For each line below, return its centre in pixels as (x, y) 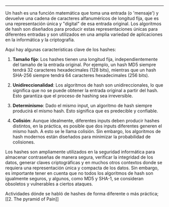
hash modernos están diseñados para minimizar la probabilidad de (81, 137)
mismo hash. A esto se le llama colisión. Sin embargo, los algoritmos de (87, 131)
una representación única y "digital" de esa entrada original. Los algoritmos (83, 24)
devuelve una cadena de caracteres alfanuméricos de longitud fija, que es (82, 18)
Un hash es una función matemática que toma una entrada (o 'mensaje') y (82, 13)
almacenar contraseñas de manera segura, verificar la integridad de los (79, 157)
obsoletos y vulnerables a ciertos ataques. (49, 184)
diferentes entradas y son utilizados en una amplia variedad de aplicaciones (84, 34)
